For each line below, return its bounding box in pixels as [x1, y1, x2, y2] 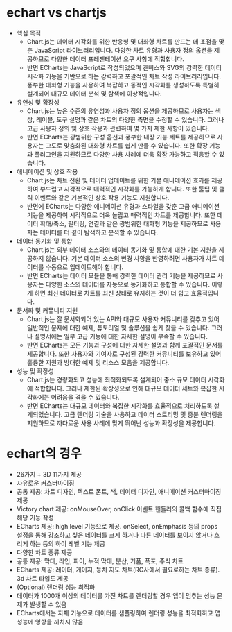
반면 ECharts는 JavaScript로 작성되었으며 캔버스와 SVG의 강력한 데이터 [26, 63, 222, 71]
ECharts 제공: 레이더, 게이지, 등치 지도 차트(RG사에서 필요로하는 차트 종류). [16, 565, 220, 574]
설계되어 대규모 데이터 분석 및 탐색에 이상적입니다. [26, 89, 162, 98]
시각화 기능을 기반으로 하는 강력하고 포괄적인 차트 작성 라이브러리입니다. [26, 71, 222, 80]
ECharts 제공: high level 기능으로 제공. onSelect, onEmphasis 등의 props [16, 522, 218, 530]
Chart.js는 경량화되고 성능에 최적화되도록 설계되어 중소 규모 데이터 [26, 375, 207, 384]
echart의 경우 [6, 446, 82, 462]
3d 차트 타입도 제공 [16, 574, 69, 582]
